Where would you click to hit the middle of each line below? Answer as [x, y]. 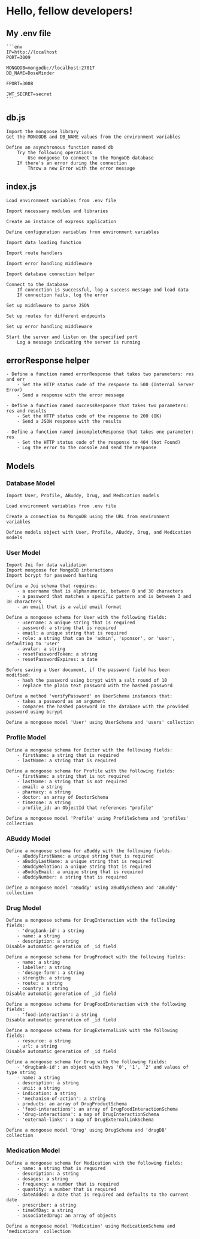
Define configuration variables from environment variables [83, 232]
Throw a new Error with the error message [81, 168]
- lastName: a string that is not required [72, 781]
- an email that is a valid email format [69, 607]
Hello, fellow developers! [69, 11]
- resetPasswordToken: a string [57, 654]
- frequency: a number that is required [68, 1184]
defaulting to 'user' [33, 644]
